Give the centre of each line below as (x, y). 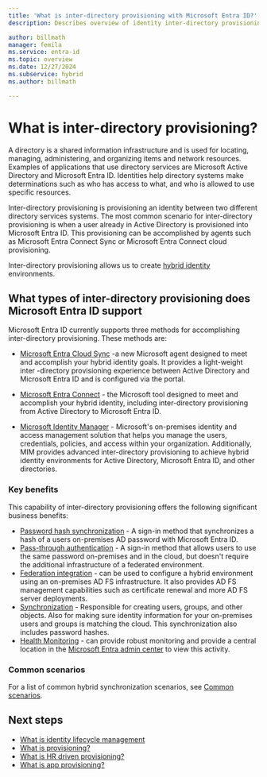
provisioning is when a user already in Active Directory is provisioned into (128, 224)
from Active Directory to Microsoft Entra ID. (90, 412)
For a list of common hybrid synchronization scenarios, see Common (121, 686)
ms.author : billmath (43, 81)
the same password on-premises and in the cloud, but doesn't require (134, 556)
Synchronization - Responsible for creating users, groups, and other (131, 607)
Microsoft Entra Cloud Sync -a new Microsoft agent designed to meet (133, 354)
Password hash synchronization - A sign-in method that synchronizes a (137, 531)
